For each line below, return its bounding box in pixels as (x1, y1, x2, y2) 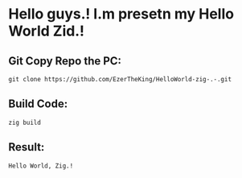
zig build (8, 118, 42, 126)
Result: (8, 140, 45, 154)
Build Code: (8, 97, 68, 111)
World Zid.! (8, 22, 84, 40)
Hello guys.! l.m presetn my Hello (8, 5, 235, 23)
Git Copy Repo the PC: (8, 54, 122, 68)
